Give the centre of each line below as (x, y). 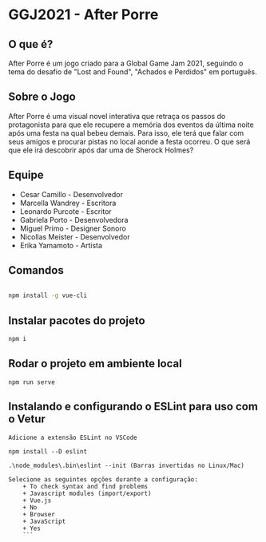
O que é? (31, 44)
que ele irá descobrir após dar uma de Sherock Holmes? (101, 150)
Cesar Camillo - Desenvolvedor (71, 194)
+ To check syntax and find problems (85, 486)
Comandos (36, 270)
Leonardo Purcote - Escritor (66, 211)
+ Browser (39, 514)
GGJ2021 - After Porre (83, 15)
